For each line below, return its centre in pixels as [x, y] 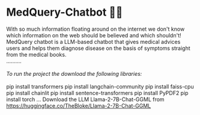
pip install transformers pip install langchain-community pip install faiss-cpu [100, 86]
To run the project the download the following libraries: [74, 73]
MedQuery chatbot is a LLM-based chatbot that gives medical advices [93, 42]
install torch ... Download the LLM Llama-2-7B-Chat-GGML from [85, 99]
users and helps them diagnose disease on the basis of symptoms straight [98, 48]
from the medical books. [36, 54]
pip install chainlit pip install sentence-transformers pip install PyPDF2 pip [97, 93]
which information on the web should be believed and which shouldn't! [94, 35]
